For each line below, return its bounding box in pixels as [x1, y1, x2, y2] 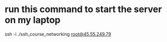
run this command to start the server [5, 4, 162, 15]
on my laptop [5, 14, 61, 26]
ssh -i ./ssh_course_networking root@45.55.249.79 [5, 31, 112, 37]
